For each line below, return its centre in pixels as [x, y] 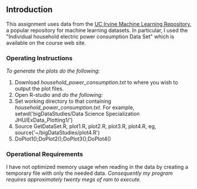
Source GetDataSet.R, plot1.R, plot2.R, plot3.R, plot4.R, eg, [85, 126]
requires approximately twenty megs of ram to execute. [74, 180]
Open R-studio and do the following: [59, 95]
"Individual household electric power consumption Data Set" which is [90, 36]
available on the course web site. [46, 43]
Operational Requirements [45, 154]
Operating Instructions [39, 58]
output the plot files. [39, 89]
